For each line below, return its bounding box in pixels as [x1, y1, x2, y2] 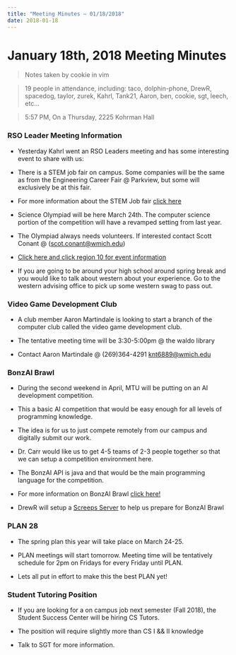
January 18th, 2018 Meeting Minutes [7, 47, 227, 64]
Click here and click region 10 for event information [17, 252, 167, 261]
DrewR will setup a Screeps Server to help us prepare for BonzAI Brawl [17, 503, 225, 512]
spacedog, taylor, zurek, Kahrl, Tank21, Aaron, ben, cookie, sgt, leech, [24, 92, 228, 100]
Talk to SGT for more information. [17, 640, 115, 649]
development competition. [17, 391, 94, 400]
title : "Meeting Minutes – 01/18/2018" [7, 10, 125, 18]
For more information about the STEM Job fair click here [17, 196, 182, 205]
